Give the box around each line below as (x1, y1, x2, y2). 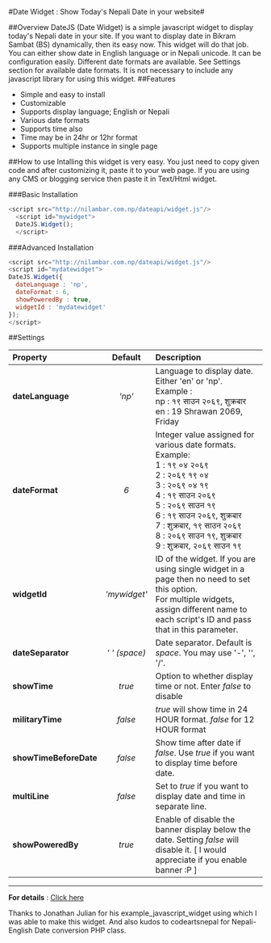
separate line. (155, 801, 207, 812)
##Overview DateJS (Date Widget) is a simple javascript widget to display (8, 23, 254, 32)
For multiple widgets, (155, 594, 236, 605)
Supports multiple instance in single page (19, 141, 159, 150)
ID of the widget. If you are (155, 554, 256, 565)
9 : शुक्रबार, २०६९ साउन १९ (155, 541, 242, 552)
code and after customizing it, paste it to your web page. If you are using (8, 166, 250, 175)
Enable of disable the (155, 814, 236, 825)
